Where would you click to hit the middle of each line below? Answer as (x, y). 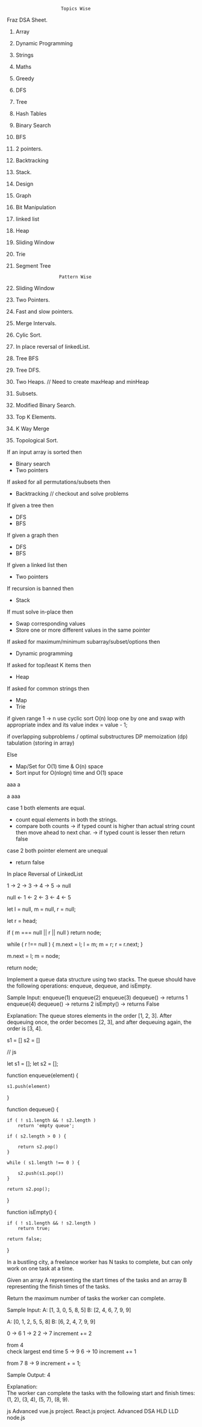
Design (24, 184)
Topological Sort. (37, 440)
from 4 (15, 1345)
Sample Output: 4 (29, 1375)
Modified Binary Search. (46, 405)
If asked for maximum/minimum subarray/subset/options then (84, 642)
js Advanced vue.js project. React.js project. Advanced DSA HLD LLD (93, 1411)
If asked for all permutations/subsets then (59, 482)
